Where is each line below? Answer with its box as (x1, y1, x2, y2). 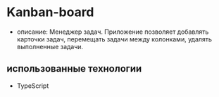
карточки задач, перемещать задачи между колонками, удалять (16, 34, 213, 43)
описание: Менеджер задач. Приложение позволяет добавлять (16, 27, 209, 36)
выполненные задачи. (16, 42, 84, 51)
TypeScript (16, 82, 49, 90)
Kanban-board (6, 4, 94, 20)
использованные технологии (6, 63, 142, 75)
